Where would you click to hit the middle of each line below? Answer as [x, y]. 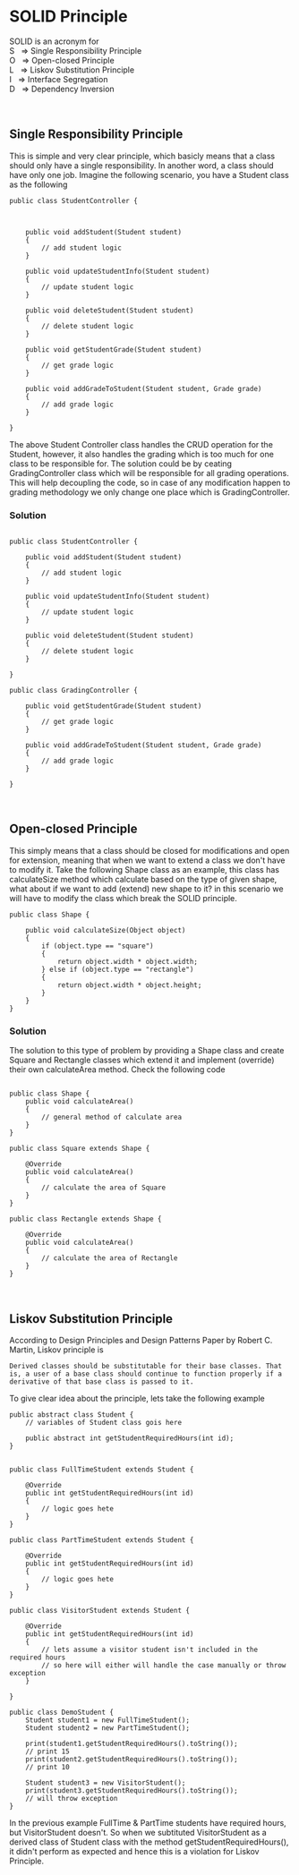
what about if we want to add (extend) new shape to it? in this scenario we [146, 889]
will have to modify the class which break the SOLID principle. [123, 898]
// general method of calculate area [111, 1117]
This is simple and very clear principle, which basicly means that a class [142, 156]
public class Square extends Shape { [80, 1149]
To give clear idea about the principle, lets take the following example [137, 1398]
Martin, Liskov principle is [57, 1350]
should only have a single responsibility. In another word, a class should [142, 165]
